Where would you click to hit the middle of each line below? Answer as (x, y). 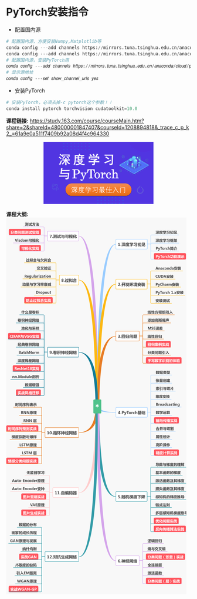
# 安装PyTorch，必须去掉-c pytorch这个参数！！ (60, 103)
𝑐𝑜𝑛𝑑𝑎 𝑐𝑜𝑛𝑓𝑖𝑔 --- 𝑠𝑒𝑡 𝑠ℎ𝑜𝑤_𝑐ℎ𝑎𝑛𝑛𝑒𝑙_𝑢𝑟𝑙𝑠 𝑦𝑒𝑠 (52, 79)
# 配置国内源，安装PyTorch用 (38, 60)
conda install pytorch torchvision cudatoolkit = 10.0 (72, 109)
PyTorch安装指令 (47, 12)
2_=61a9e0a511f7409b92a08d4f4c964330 (58, 134)
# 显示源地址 (20, 72)
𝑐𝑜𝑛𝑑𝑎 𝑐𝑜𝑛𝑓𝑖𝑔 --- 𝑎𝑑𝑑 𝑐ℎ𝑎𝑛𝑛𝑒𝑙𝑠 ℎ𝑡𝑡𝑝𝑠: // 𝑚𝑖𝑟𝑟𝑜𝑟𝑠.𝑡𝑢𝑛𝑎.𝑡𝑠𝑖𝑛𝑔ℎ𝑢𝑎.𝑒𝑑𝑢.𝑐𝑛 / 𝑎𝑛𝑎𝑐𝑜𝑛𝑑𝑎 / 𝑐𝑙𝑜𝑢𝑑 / (98, 66)
